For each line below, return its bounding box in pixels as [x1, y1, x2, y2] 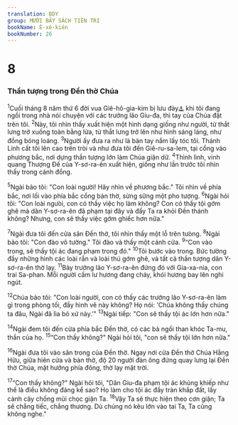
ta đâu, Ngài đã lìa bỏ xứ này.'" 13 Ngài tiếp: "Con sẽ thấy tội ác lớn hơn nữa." [7, 308, 229, 318]
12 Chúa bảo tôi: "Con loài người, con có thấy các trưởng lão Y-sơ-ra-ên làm [7, 292, 227, 301]
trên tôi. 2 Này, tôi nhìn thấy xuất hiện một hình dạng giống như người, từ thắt [7, 119, 229, 129]
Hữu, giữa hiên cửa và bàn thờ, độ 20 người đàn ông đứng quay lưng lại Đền [7, 355, 229, 364]
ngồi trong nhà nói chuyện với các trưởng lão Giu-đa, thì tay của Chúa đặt [7, 111, 222, 120]
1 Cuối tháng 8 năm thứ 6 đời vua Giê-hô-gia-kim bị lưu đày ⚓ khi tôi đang [7, 103, 220, 112]
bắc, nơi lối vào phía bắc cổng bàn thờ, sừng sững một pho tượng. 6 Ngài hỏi [7, 190, 229, 200]
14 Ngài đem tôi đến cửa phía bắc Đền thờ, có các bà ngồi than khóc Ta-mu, [7, 323, 227, 333]
